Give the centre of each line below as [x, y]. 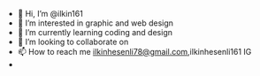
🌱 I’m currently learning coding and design [95, 32]
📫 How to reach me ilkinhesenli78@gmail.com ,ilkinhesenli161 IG [134, 52]
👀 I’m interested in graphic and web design [96, 23]
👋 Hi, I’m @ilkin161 [50, 14]
